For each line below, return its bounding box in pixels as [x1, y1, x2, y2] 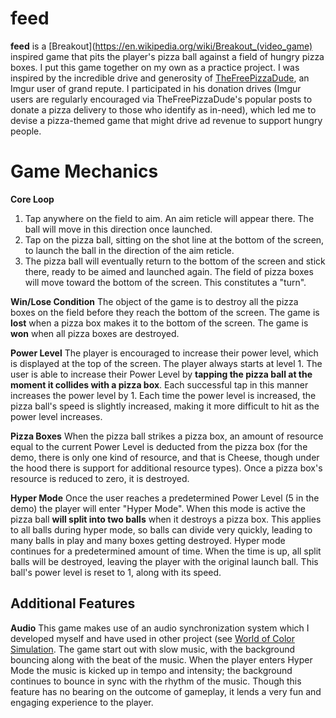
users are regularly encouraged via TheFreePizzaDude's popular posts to [10, 93, 313, 105]
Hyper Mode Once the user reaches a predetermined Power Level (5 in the [10, 492, 320, 504]
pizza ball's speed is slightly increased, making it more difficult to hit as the [10, 400, 320, 412]
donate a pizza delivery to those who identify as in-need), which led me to [10, 103, 317, 116]
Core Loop [10, 193, 55, 205]
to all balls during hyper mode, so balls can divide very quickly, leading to [10, 523, 313, 536]
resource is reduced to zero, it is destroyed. [10, 472, 190, 484]
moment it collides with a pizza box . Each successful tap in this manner [10, 378, 309, 391]
